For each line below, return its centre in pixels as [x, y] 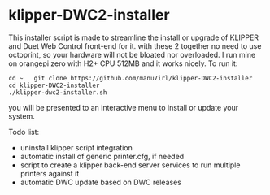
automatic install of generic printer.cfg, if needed [102, 156]
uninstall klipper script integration [76, 147]
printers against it [50, 173]
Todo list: [24, 132]
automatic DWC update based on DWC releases [100, 182]
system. [22, 116]
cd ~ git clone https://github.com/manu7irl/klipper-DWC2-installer [131, 78]
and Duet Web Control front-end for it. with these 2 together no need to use [135, 45]
